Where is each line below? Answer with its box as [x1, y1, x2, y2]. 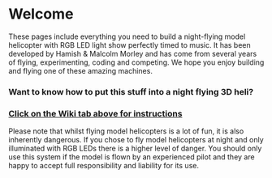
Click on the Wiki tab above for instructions [8, 108, 183, 119]
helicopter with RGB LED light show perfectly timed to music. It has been [8, 40, 252, 49]
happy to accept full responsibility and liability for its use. [8, 161, 199, 171]
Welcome [8, 5, 74, 23]
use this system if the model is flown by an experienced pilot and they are [8, 152, 255, 162]
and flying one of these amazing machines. [8, 66, 153, 75]
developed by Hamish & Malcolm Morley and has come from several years [8, 49, 257, 58]
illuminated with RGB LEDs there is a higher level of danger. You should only [8, 143, 262, 154]
